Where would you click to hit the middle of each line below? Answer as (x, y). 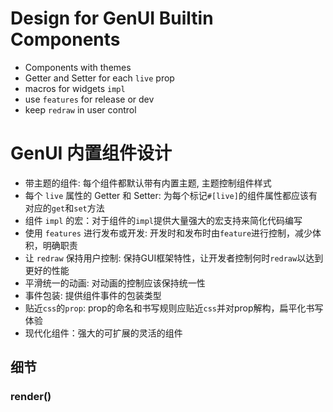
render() (31, 397)
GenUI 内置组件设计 (91, 153)
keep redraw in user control (80, 109)
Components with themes (78, 67)
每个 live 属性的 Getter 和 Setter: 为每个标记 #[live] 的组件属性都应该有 (171, 195)
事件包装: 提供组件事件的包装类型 (93, 295)
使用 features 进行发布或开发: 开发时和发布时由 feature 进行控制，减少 (168, 233)
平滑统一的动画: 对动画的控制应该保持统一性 (115, 283)
